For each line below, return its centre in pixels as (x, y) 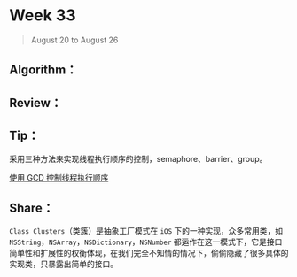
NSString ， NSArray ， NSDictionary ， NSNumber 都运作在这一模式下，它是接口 (146, 242)
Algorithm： (43, 70)
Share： (32, 208)
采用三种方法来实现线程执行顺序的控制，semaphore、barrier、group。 (138, 158)
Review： (36, 103)
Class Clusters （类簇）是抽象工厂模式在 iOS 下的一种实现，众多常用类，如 (146, 231)
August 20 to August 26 (74, 40)
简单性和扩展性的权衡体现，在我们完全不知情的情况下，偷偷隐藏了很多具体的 (149, 253)
